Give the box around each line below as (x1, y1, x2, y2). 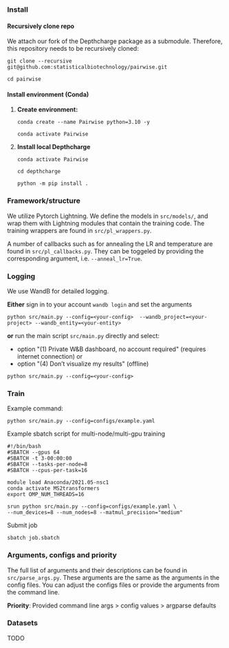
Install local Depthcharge (17, 143, 91, 151)
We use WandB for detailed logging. (7, 287, 109, 295)
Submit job (7, 521, 38, 530)
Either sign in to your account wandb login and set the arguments (7, 300, 193, 309)
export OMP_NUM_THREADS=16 (7, 491, 85, 498)
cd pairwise (7, 76, 41, 83)
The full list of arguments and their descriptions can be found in (7, 566, 188, 574)
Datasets (7, 618, 38, 628)
